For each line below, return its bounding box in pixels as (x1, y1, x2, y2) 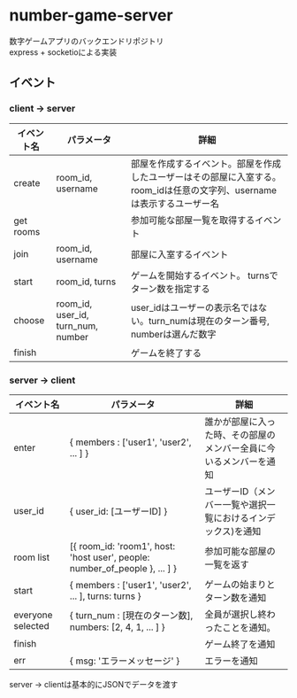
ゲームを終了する (131, 346, 202, 359)
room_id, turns (56, 275, 117, 288)
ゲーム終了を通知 (204, 638, 276, 650)
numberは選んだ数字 (131, 328, 217, 340)
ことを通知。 (222, 621, 276, 633)
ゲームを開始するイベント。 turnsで (131, 269, 278, 282)
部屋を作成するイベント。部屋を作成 (131, 157, 281, 169)
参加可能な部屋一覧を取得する (131, 213, 255, 226)
